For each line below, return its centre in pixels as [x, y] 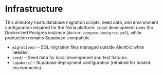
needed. [20, 52]
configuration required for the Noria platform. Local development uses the [79, 27]
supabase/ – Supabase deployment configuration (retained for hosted [81, 62]
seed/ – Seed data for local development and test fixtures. [70, 57]
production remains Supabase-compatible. [48, 38]
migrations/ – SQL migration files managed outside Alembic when [78, 47]
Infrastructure [34, 9]
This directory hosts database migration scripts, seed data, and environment [81, 22]
